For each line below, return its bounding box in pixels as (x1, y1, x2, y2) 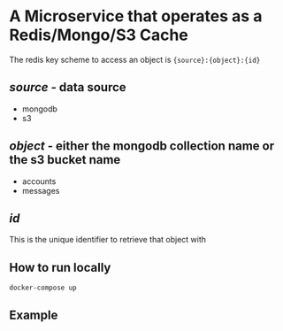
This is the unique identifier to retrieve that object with (9, 235, 206, 245)
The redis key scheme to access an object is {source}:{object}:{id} (9, 54, 261, 65)
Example (9, 307, 58, 322)
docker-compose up (9, 283, 77, 293)
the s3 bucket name (9, 152, 121, 167)
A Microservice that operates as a (9, 6, 263, 27)
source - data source (9, 80, 126, 95)
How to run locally (9, 259, 111, 275)
